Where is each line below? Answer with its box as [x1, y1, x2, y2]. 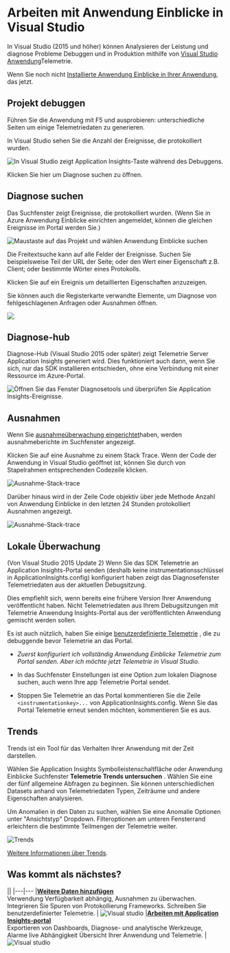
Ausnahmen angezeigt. [7, 507, 73, 516]
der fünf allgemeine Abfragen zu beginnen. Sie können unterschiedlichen [7, 779, 215, 788]
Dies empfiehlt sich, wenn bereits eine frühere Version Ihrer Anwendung [7, 594, 211, 602]
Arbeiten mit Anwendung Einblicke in [7, 5, 224, 21]
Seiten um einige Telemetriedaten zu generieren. [7, 123, 146, 132]
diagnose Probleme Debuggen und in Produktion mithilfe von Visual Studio [7, 50, 218, 58]
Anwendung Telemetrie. [7, 56, 73, 65]
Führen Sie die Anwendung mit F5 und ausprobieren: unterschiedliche [7, 116, 205, 124]
